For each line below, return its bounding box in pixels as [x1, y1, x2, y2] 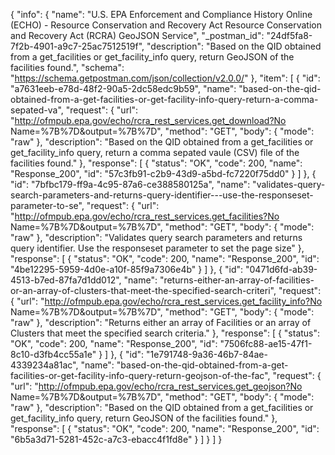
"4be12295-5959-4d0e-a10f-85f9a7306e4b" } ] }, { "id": [10, 264, 244, 275]
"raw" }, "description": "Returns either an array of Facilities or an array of [10, 317, 312, 328]
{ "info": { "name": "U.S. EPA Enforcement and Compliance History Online [10, 9, 313, 20]
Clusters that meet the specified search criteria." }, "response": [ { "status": [10, 327, 321, 339]
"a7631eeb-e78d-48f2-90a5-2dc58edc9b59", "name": [10, 83, 237, 94]
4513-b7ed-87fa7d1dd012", [10, 274, 122, 286]
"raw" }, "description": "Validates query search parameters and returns [10, 232, 303, 243]
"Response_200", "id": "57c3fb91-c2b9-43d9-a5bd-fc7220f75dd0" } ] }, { [10, 168, 317, 179]
